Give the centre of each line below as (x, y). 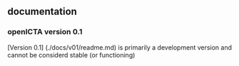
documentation (42, 12)
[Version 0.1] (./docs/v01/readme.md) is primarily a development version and (120, 47)
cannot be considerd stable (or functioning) (71, 55)
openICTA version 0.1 (45, 32)
